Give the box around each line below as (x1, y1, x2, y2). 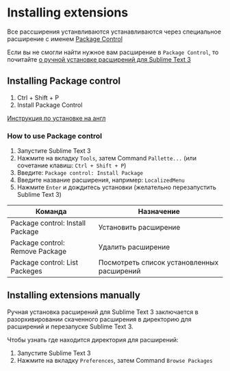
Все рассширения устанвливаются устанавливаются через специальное (7, 27, 221, 36)
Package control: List (10, 258, 79, 267)
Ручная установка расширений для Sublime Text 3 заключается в (7, 307, 199, 316)
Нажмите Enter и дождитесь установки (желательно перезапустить (16, 183, 217, 191)
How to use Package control (7, 131, 103, 141)
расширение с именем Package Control (7, 34, 123, 43)
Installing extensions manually (7, 289, 140, 301)
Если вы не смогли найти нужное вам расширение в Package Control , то (7, 48, 219, 56)
